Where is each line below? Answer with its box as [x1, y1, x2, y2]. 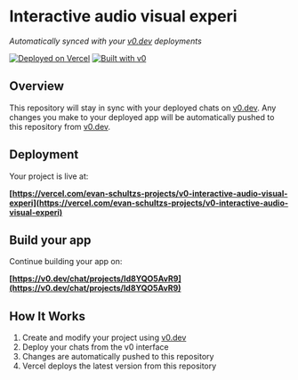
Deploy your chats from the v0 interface [21, 342, 169, 352]
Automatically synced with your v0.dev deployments [9, 36, 202, 46]
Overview [9, 78, 65, 94]
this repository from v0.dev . [9, 121, 111, 132]
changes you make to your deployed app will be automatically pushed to [9, 111, 275, 122]
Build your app [9, 232, 92, 247]
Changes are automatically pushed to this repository [21, 352, 214, 362]
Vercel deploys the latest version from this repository [21, 360, 217, 371]
